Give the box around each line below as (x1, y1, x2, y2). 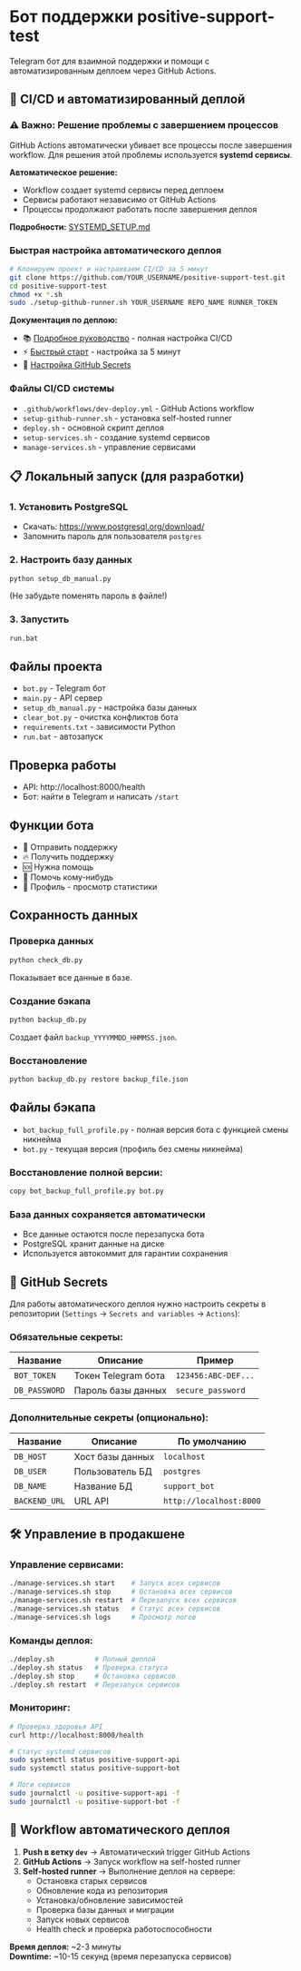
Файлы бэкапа (9, 1100, 97, 1116)
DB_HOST (14, 1451, 47, 1462)
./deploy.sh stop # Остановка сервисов (9, 1671, 177, 1680)
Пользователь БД (73, 1464, 152, 1477)
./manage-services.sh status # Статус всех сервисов (9, 1604, 221, 1613)
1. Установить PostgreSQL (9, 500, 129, 513)
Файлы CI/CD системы (9, 382, 115, 395)
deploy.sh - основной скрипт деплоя (22, 422, 165, 433)
